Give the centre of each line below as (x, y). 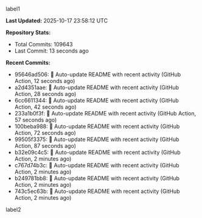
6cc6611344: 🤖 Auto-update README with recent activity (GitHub (96, 100)
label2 (13, 209)
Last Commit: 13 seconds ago (51, 51)
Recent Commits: (28, 63)
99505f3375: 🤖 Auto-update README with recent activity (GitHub (97, 139)
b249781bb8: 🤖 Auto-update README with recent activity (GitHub (97, 178)
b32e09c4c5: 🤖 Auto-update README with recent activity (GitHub (97, 152)
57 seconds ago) (36, 120)
